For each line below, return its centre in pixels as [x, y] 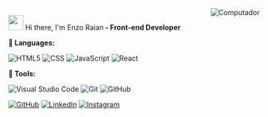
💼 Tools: [22, 74]
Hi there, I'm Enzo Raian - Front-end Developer [103, 27]
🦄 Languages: [32, 43]
